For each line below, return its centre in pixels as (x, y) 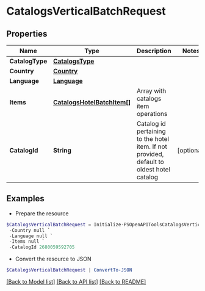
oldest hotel (153, 169)
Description (154, 51)
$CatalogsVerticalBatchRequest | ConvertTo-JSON (69, 270)
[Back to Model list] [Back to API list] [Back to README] (76, 282)
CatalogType (28, 61)
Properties (27, 34)
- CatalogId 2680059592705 (42, 247)
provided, (150, 154)
